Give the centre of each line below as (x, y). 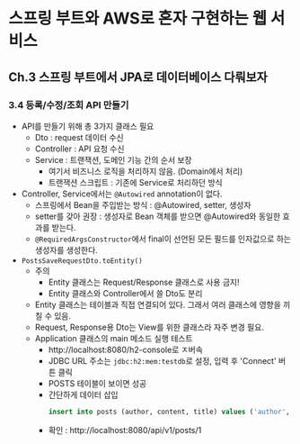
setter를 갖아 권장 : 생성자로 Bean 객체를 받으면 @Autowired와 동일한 (158, 216)
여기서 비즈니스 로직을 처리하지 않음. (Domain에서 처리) (146, 171)
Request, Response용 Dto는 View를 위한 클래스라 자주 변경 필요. (149, 327)
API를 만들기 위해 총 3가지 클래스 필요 (88, 126)
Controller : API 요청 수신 (79, 149)
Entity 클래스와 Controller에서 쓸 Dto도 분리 (125, 293)
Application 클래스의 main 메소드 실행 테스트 (114, 338)
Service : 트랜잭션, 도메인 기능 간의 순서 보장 (113, 159)
